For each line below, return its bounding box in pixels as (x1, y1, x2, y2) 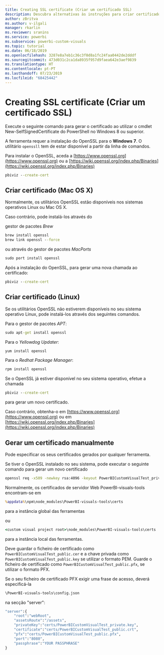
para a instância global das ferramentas (5, 508, 85, 514)
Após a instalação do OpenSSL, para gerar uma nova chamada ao (5, 265, 138, 270)
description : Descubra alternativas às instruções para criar (5, 12, 134, 17)
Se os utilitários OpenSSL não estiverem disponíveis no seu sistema (5, 306, 142, 312)
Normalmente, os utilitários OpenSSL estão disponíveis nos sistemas (5, 199, 143, 205)
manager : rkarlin (5, 25, 41, 30)
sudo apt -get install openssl (5, 330, 67, 335)
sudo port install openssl (5, 256, 60, 261)
